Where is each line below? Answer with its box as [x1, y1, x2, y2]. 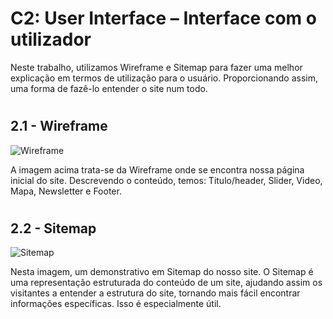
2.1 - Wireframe [10, 118, 108, 135]
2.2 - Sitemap [10, 220, 97, 237]
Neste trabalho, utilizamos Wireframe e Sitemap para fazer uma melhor [10, 61, 303, 73]
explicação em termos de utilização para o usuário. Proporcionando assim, [10, 72, 318, 84]
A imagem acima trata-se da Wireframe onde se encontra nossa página [10, 163, 305, 176]
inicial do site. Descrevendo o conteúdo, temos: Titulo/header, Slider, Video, [10, 174, 323, 186]
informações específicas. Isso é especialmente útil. [10, 298, 222, 310]
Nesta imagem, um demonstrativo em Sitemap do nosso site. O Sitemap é [10, 266, 314, 278]
